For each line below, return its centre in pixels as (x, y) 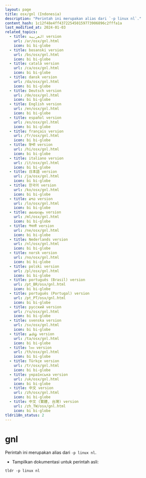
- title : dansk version (33, 77)
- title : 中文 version (31, 388)
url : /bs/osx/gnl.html (36, 55)
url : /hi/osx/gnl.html (36, 149)
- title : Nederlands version (39, 239)
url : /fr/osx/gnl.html (36, 136)
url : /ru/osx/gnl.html (36, 311)
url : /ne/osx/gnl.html (36, 230)
